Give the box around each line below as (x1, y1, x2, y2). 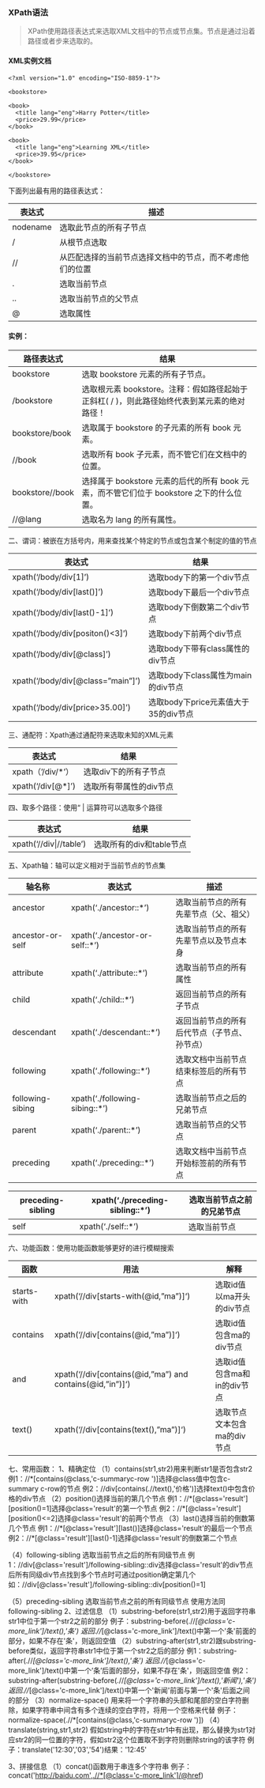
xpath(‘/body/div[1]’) (12, 571, 90, 582)
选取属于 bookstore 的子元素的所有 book (81, 421, 231, 433)
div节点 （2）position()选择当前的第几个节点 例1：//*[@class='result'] (21, 1493, 248, 1503)
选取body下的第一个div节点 (148, 572, 250, 583)
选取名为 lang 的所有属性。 (81, 514, 181, 525)
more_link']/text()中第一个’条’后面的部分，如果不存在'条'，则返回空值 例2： (8, 1665, 251, 1675)
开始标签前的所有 (175, 1157, 239, 1168)
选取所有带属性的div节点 (83, 781, 174, 792)
